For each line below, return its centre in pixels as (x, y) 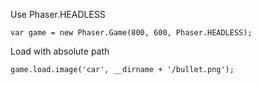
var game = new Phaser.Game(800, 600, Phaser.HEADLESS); (131, 33)
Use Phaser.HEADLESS (58, 14)
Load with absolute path (60, 51)
